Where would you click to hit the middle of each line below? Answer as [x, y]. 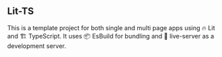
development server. [37, 46]
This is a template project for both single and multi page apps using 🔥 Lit [111, 27]
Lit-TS [21, 11]
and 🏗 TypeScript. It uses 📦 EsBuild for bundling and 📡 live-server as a [111, 36]
